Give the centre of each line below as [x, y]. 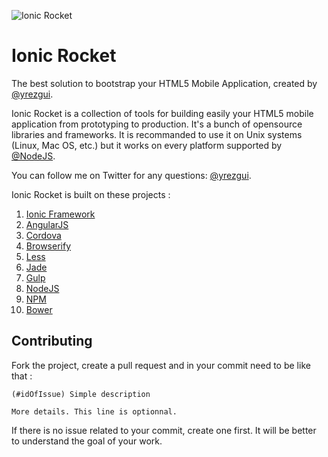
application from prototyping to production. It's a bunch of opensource [157, 124]
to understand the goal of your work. [87, 441]
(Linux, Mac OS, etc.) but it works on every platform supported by [147, 145]
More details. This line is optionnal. [94, 411]
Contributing [52, 341]
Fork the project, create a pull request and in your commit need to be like [161, 365]
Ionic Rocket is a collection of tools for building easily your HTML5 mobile [162, 113]
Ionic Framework [60, 214]
